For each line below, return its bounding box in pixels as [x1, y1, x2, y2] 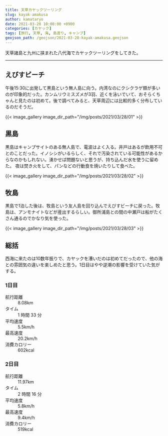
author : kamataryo [5, 17, 43, 22]
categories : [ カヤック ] [5, 26, 51, 31]
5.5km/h [17, 324, 35, 330]
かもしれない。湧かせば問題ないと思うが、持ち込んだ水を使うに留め [18, 156, 158, 162]
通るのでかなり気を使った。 [13, 215, 71, 222]
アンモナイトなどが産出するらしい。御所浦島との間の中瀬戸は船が [18, 209, 154, 215]
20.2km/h [17, 336, 37, 342]
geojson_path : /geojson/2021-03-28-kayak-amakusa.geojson [5, 36, 128, 41]
